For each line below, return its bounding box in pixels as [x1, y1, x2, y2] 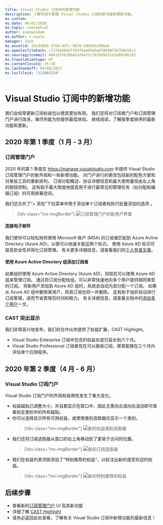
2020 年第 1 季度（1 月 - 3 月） [5, 138, 96, 146]
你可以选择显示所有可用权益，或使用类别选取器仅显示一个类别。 [12, 415, 140, 421]
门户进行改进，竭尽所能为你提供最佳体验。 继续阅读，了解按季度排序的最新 [5, 116, 156, 122]
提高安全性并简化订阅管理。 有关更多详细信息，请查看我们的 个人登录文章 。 [5, 247, 156, 253]
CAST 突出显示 [5, 314, 40, 321]
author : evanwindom [5, 30, 45, 35]
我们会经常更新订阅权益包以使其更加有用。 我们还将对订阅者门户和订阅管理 [5, 110, 156, 116]
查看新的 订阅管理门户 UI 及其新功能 [12, 503, 83, 508]
